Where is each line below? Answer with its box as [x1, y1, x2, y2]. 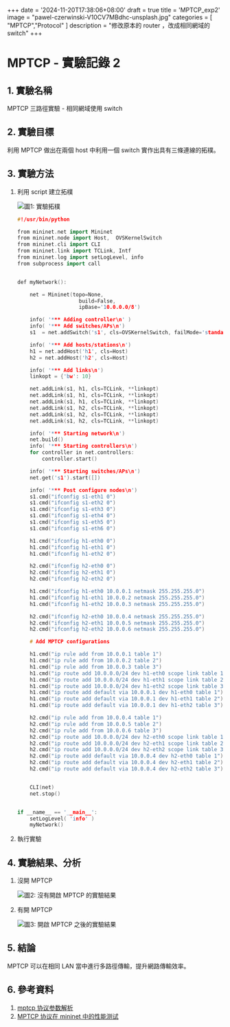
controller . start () [42, 455, 97, 462]
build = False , [78, 297, 116, 305]
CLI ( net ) [30, 783, 55, 790]
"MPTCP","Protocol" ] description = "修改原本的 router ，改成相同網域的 [7, 21, 211, 30]
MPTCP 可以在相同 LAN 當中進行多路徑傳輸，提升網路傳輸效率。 [7, 962, 190, 970]
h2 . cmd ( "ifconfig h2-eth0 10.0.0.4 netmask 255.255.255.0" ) [30, 613, 205, 620]
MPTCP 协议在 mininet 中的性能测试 [16, 1012, 119, 1020]
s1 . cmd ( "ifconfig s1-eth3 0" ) [30, 506, 116, 513]
